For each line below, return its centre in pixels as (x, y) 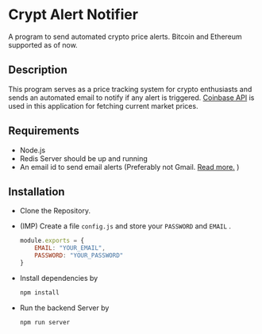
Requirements (44, 131)
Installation (37, 192)
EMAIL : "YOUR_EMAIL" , (70, 248)
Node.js (33, 150)
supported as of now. (43, 44)
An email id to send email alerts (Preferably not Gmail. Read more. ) (129, 167)
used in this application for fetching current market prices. (103, 106)
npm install (39, 292)
